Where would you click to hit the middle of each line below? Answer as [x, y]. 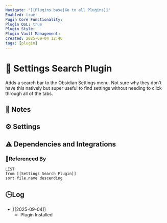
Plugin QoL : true [24, 24]
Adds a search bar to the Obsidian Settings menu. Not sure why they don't [83, 83]
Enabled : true [20, 15]
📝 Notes [18, 109]
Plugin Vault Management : [33, 34]
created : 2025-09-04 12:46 [34, 39]
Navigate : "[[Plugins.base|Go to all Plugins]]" [58, 10]
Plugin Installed [36, 214]
